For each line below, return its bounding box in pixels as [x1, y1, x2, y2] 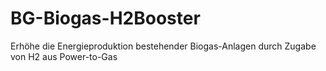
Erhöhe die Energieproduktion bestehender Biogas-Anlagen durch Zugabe [10, 40, 317, 52]
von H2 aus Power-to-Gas [10, 50, 118, 62]
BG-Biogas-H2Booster [10, 7, 201, 30]
